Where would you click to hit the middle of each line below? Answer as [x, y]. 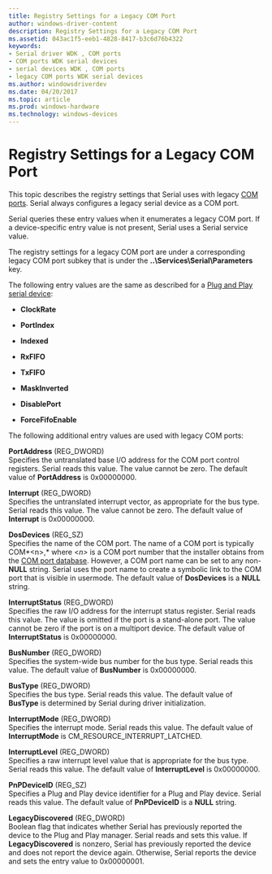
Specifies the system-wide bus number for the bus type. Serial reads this [131, 661]
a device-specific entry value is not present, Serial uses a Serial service [128, 227]
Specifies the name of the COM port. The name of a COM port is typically [131, 543]
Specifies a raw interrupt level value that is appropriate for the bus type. [129, 760]
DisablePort [41, 404]
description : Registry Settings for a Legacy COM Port [103, 31]
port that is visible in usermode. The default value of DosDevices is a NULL [135, 578]
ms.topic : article [39, 99]
